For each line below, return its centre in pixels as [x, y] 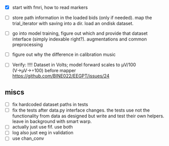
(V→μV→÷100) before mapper [44, 71]
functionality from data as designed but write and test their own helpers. [88, 116]
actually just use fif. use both [42, 127]
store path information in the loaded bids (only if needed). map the [82, 18]
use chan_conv [28, 138]
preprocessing [27, 45]
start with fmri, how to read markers [50, 7]
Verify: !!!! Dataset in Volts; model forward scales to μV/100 [74, 65]
